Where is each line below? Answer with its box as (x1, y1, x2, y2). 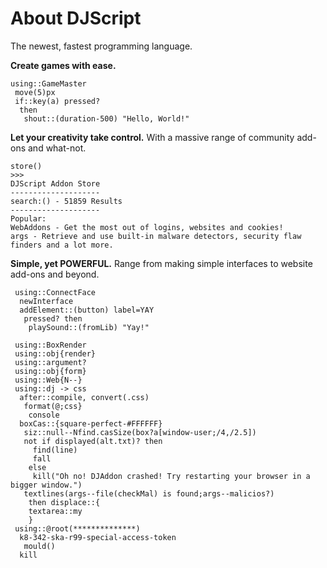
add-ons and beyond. (10, 268, 100, 280)
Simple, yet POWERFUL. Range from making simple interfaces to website (10, 257, 313, 269)
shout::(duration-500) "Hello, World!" (23, 113, 190, 124)
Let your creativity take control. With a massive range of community (10, 131, 295, 143)
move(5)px (14, 87, 56, 97)
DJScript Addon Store (10, 178, 101, 189)
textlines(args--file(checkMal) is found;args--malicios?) (23, 488, 275, 499)
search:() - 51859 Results (10, 196, 123, 206)
